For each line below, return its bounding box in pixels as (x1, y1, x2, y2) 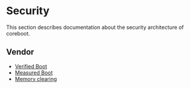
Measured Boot (14, 69, 53, 76)
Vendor (6, 47, 35, 57)
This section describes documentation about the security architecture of (6, 24, 184, 31)
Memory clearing (14, 75, 57, 82)
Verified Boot (14, 63, 48, 70)
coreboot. (6, 30, 30, 37)
